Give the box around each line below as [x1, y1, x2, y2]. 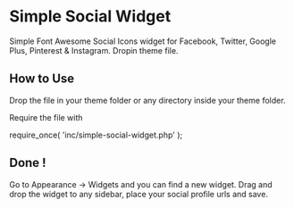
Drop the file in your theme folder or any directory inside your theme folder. [9, 95, 286, 105]
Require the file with [9, 112, 83, 122]
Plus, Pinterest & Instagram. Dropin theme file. [9, 45, 179, 55]
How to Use [9, 71, 75, 87]
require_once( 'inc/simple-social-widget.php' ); [9, 129, 183, 140]
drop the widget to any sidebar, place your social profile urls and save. [9, 188, 268, 199]
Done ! [9, 155, 46, 171]
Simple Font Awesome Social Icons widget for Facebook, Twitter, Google [9, 36, 277, 46]
